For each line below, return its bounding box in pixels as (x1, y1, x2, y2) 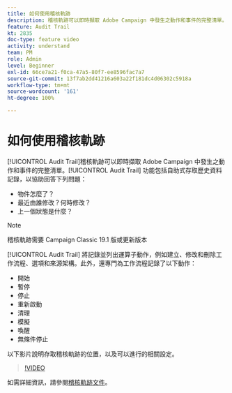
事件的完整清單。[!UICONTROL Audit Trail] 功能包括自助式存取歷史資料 (19, 165, 223, 175)
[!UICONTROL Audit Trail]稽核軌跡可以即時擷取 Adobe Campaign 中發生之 (7, 157, 219, 165)
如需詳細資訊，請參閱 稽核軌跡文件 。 (7, 378, 111, 386)
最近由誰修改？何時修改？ (17, 198, 91, 207)
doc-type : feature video (7, 36, 79, 43)
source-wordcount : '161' (7, 88, 79, 95)
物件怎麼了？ (17, 189, 54, 198)
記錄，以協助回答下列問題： (7, 175, 87, 183)
